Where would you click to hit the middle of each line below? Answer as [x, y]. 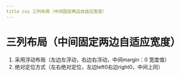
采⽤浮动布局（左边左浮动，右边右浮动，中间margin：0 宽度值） [92, 60]
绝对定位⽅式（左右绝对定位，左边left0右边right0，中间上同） [89, 67]
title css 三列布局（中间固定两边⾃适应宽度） [56, 11]
